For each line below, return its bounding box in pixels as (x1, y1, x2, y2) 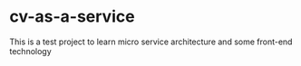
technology (9, 45, 52, 56)
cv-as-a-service (9, 6, 135, 27)
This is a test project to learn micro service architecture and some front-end (9, 36, 293, 47)
